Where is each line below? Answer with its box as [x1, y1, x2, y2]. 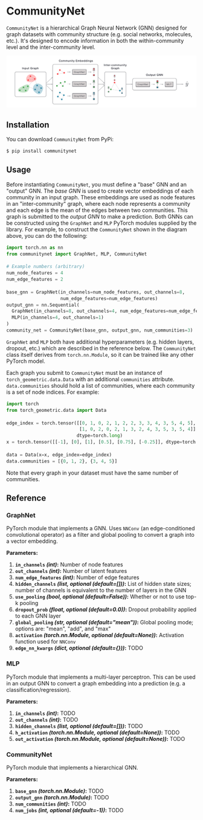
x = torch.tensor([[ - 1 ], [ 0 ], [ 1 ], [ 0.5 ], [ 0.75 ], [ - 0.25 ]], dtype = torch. [6, 439, 199, 445]
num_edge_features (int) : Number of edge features [14, 574, 140, 581]
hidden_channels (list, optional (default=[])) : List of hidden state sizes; [14, 580, 192, 588]
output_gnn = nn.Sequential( [6, 302, 80, 308]
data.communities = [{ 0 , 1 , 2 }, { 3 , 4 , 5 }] [6, 458, 118, 464]
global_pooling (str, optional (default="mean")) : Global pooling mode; [14, 619, 194, 626]
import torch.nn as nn [6, 245, 63, 251]
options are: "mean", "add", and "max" [14, 625, 111, 632]
